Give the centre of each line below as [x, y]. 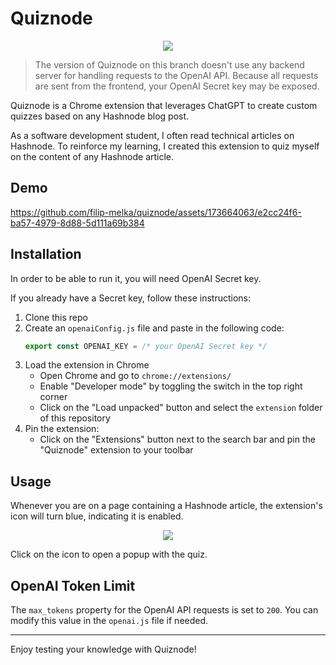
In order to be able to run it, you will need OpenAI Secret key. [136, 278]
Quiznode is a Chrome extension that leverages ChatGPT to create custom [164, 105]
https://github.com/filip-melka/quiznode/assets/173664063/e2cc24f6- [156, 212]
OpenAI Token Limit [73, 585]
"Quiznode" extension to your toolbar [116, 450]
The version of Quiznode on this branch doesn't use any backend [169, 64]
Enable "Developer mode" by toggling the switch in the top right [171, 386]
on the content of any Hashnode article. [92, 156]
